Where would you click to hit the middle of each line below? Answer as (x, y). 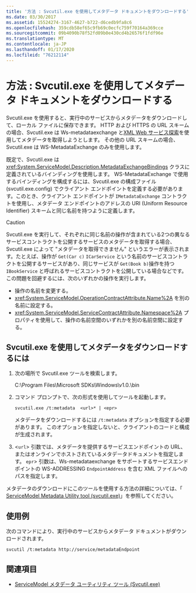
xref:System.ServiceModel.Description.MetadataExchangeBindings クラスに (98, 167)
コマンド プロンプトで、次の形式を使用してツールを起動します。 (92, 397)
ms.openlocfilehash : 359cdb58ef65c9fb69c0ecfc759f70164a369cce (85, 28)
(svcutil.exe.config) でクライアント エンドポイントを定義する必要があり (92, 188)
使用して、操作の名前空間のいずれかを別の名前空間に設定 (109, 320)
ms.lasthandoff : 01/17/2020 (40, 50)
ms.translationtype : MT (35, 39)
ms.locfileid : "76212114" (37, 55)
